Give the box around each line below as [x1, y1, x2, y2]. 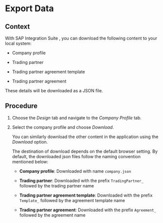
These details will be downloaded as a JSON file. [5, 88, 103, 93]
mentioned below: [12, 159, 49, 164]
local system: [5, 41, 32, 46]
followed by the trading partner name [19, 182, 94, 188]
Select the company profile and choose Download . [12, 124, 114, 130]
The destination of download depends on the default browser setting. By [12, 148, 158, 154]
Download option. [12, 139, 48, 144]
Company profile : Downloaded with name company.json [19, 168, 131, 174]
